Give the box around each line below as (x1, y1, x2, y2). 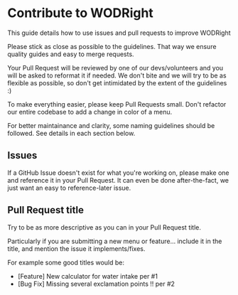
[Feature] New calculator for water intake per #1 (17, 272, 158, 280)
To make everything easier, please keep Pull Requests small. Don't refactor (7, 100, 227, 108)
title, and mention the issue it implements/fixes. (7, 244, 146, 253)
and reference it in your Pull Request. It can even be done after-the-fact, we (7, 176, 229, 184)
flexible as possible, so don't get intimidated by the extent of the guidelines (7, 78, 227, 87)
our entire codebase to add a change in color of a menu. (7, 107, 173, 116)
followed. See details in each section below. (7, 129, 136, 137)
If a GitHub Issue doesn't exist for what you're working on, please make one (7, 168, 229, 177)
